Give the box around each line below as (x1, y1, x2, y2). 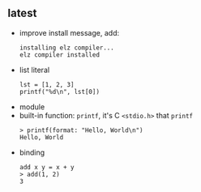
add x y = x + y (19, 163, 75, 171)
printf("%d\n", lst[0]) (19, 87, 100, 96)
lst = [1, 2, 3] (19, 80, 75, 88)
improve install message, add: (19, 28, 119, 37)
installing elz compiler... (19, 44, 114, 52)
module (19, 101, 45, 112)
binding (19, 147, 45, 157)
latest (7, 6, 37, 20)
